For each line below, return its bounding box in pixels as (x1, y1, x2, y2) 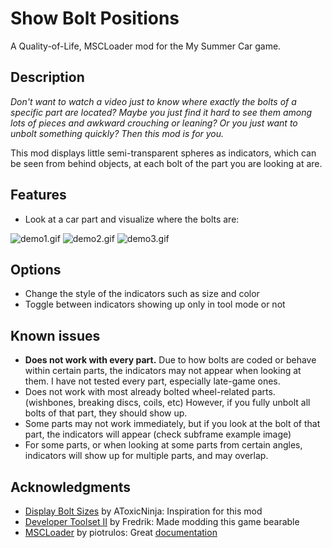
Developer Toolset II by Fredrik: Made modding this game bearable (24, 516, 300, 527)
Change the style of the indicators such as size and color (24, 288, 260, 300)
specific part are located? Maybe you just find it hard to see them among (10, 106, 313, 118)
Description (10, 69, 85, 86)
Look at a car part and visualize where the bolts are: (24, 213, 240, 225)
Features (10, 187, 67, 204)
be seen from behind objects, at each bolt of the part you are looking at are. (10, 157, 323, 169)
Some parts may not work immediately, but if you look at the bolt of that (24, 418, 321, 430)
